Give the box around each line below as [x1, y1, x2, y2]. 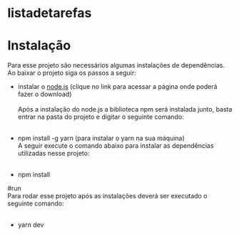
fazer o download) [17, 90, 72, 99]
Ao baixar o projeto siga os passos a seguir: [7, 69, 137, 77]
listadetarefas [7, 5, 92, 21]
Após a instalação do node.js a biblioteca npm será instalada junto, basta [17, 105, 233, 114]
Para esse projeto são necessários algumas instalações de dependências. [7, 61, 225, 70]
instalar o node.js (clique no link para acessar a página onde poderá [17, 82, 218, 91]
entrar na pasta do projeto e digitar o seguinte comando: [17, 112, 184, 122]
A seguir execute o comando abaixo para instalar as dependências [17, 141, 214, 150]
